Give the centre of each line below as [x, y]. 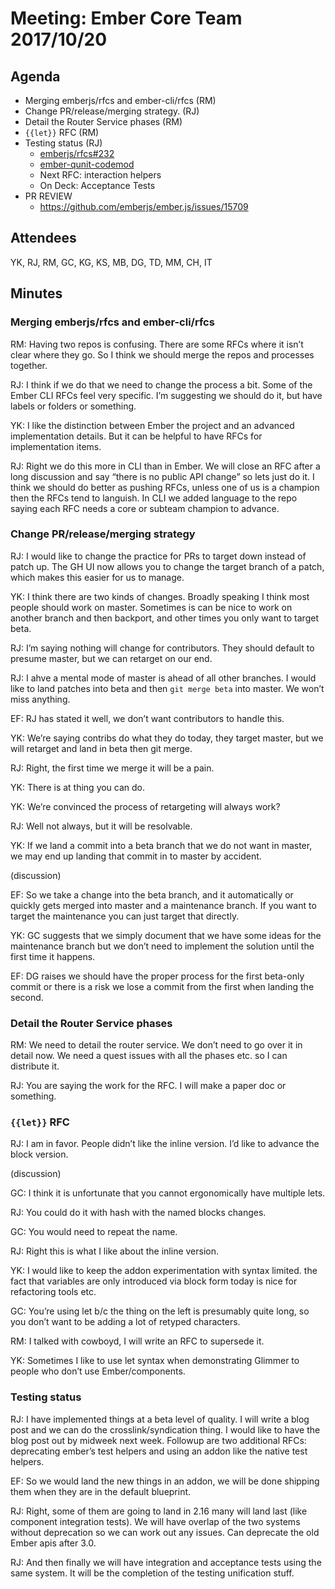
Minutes [36, 293]
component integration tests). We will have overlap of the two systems [155, 1521]
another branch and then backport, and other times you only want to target [164, 618]
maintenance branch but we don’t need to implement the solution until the [162, 946]
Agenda [35, 76]
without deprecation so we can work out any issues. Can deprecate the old [165, 1532]
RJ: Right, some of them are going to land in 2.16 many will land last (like [159, 1511]
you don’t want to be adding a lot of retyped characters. [125, 1322]
